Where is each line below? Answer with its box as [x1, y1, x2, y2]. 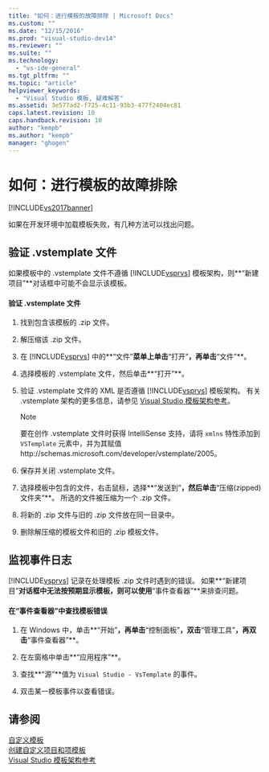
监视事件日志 [8, 552, 72, 567]
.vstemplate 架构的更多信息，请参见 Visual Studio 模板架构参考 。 [19, 396, 235, 406]
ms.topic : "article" [8, 79, 78, 87]
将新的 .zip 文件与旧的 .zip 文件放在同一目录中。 [19, 510, 179, 519]
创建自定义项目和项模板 [8, 745, 86, 755]
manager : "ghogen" [8, 138, 70, 147]
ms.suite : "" [8, 49, 52, 57]
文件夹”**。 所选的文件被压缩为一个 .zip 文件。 [19, 493, 175, 503]
